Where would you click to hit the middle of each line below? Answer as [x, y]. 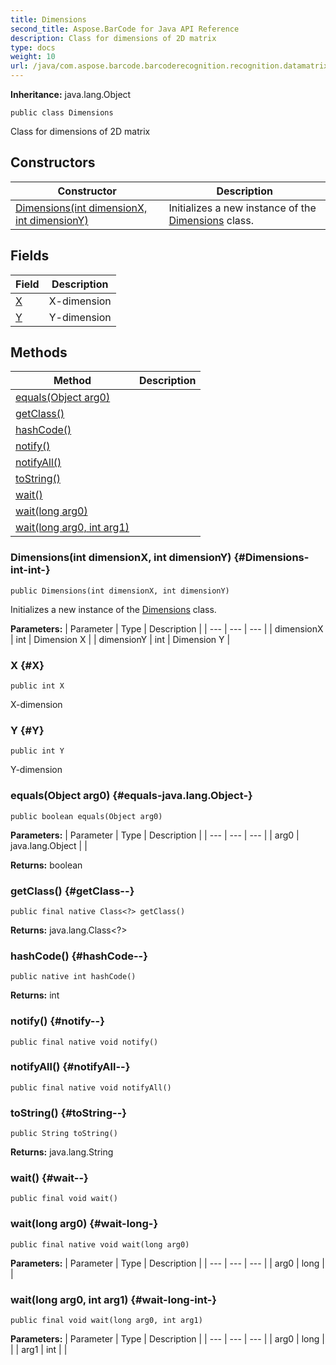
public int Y [37, 751]
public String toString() [64, 1134]
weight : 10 [33, 57]
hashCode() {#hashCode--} [79, 956]
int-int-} [30, 570]
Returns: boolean [46, 865]
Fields [30, 256]
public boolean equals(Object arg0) [86, 816]
